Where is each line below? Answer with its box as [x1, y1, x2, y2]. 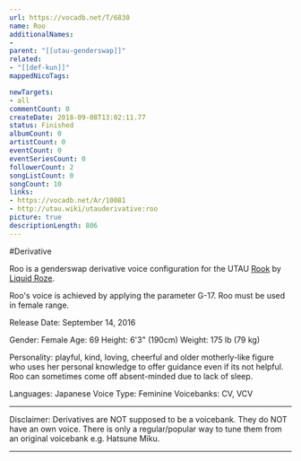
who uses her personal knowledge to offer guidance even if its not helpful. [9, 361, 284, 372]
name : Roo [9, 22, 47, 30]
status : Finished [9, 121, 74, 130]
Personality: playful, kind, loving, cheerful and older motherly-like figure [9, 352, 275, 362]
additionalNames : [9, 30, 74, 39]
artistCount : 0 [9, 138, 66, 147]
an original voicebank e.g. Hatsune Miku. [9, 432, 160, 444]
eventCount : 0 [9, 146, 63, 155]
